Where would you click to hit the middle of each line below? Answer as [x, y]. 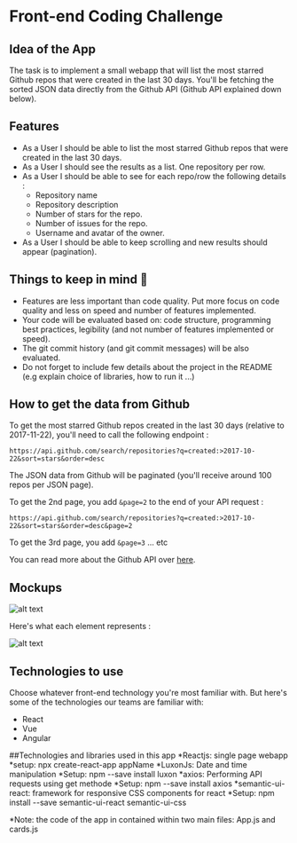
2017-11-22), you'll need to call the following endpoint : [109, 435]
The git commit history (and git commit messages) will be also [136, 348]
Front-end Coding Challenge [116, 16]
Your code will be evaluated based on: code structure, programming [146, 319]
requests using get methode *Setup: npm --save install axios [121, 784]
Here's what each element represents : [80, 626]
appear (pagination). [59, 251]
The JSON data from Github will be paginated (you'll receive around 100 [141, 476]
